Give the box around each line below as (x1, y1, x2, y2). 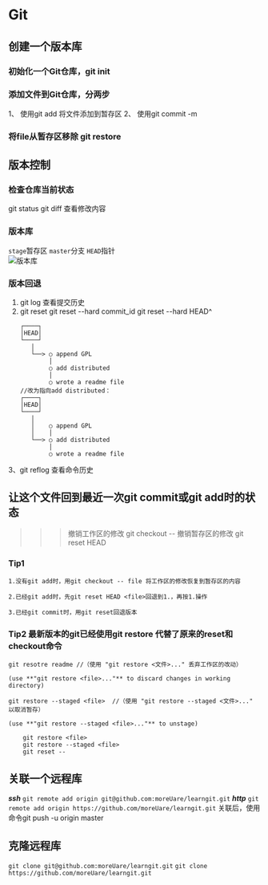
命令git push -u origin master (8, 813, 104, 823)
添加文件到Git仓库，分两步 (8, 89, 110, 100)
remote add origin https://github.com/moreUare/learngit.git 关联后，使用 (8, 803, 261, 813)
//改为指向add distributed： (19, 387, 111, 395)
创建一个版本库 (8, 39, 82, 53)
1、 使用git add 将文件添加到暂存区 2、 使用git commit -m (8, 108, 198, 118)
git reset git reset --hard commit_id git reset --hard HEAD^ (19, 307, 213, 316)
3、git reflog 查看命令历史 (8, 465, 94, 474)
